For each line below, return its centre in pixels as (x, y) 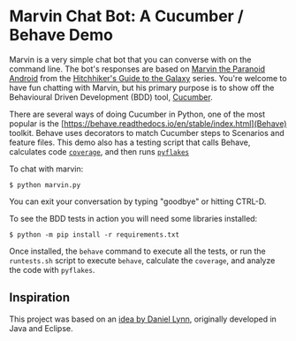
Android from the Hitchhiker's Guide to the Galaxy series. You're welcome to (148, 78)
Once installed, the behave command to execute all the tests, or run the (138, 251)
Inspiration (40, 298)
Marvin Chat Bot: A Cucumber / (127, 16)
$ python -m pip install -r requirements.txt (94, 235)
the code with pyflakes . (52, 269)
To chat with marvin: (46, 169)
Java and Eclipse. (41, 328)
